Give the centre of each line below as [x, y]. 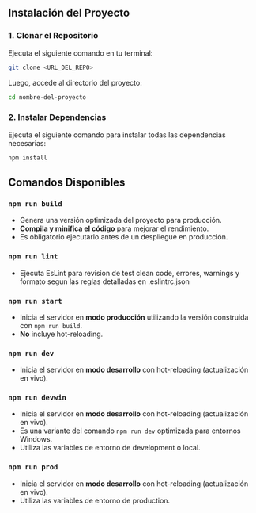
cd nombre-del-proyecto [47, 97]
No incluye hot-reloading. [61, 334]
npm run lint [33, 256]
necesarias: [27, 143]
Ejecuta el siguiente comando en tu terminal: [81, 53]
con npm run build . [51, 325]
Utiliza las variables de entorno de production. [95, 500]
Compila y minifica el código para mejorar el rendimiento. [114, 228]
